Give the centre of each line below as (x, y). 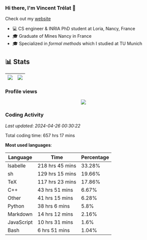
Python (16, 206)
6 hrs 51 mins (54, 230)
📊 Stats (18, 62)
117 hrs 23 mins (57, 182)
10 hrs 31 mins (55, 222)
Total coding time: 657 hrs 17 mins (40, 135)
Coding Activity (24, 115)
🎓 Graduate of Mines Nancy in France (52, 36)
